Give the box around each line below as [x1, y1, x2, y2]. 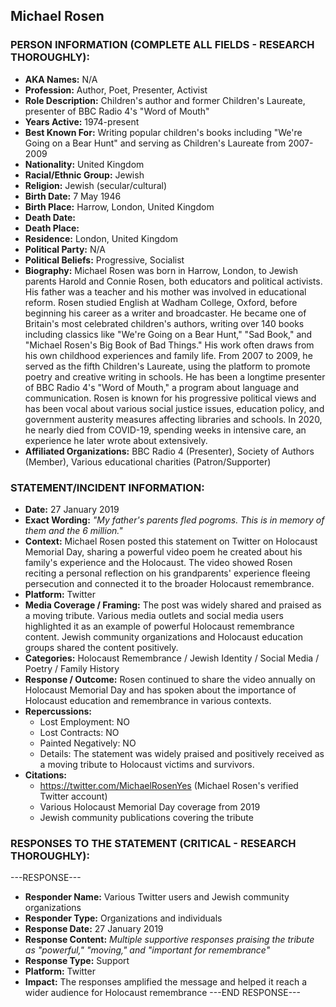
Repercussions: [24, 705, 92, 717]
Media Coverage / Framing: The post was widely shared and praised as [24, 599, 322, 611]
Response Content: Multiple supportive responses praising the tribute [24, 934, 315, 946]
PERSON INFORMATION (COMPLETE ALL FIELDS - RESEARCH [10, 38, 315, 52]
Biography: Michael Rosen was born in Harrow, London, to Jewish [24, 264, 299, 276]
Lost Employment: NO [39, 715, 130, 728]
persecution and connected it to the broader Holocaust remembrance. [24, 577, 315, 589]
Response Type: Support [24, 955, 130, 967]
